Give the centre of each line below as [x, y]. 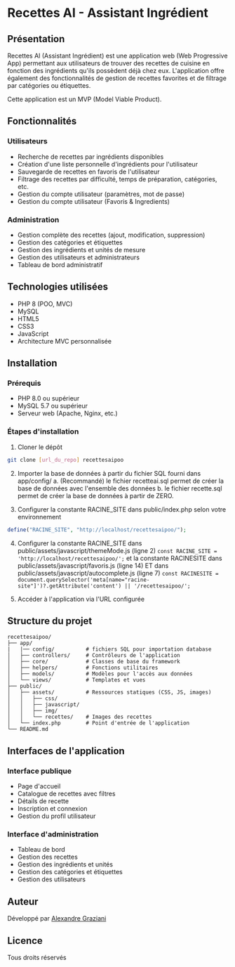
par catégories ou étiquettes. [49, 85]
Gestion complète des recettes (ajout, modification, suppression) [111, 235]
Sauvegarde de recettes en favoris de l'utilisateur [88, 171]
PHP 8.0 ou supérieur [48, 398]
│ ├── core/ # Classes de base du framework [94, 662]
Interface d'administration [53, 834]
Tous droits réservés [37, 957]
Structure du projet [50, 621]
